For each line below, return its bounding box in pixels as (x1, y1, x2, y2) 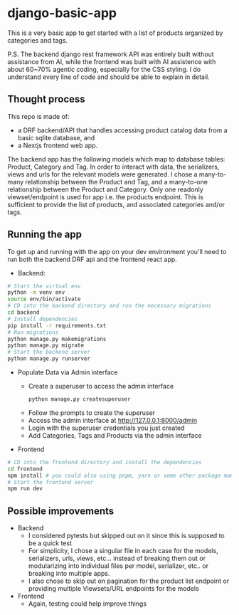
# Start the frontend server (7, 478, 94, 485)
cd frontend (7, 465, 43, 473)
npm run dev (7, 485, 43, 493)
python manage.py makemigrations (7, 335, 107, 342)
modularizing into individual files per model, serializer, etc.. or (28, 562, 208, 570)
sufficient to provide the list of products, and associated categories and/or (7, 200, 225, 209)
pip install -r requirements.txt (7, 322, 107, 329)
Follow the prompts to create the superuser (28, 408, 155, 417)
